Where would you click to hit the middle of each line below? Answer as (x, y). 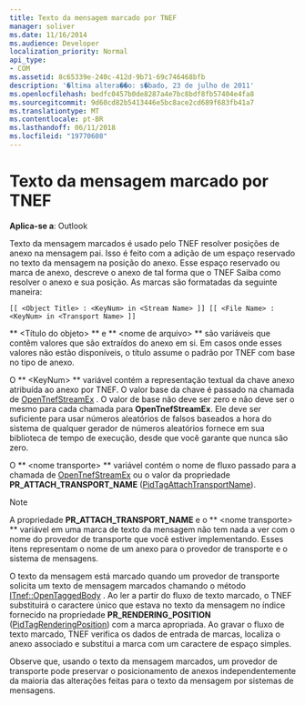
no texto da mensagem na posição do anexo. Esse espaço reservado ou (145, 262)
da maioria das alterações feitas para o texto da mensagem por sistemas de (152, 680)
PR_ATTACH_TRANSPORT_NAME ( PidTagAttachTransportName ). (133, 484)
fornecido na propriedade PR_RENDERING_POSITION (110, 614)
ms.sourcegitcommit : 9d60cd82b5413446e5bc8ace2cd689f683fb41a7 (132, 102)
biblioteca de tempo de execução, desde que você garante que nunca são (149, 438)
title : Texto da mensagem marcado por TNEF (93, 18)
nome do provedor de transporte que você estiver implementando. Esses (147, 539)
